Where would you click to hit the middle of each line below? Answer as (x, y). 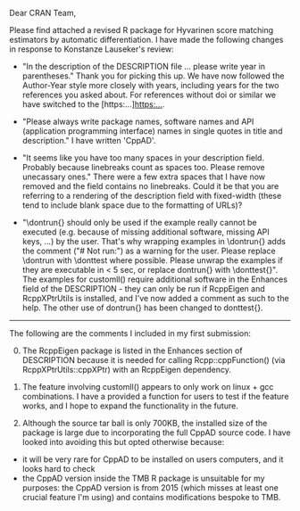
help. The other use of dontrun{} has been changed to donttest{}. (142, 308)
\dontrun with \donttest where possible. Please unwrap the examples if (152, 260)
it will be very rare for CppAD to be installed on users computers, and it (153, 459)
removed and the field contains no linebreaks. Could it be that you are (150, 186)
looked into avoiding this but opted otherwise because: (123, 442)
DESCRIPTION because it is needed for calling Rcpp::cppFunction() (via (154, 360)
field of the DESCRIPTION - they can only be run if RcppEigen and (143, 288)
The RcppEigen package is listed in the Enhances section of (132, 350)
